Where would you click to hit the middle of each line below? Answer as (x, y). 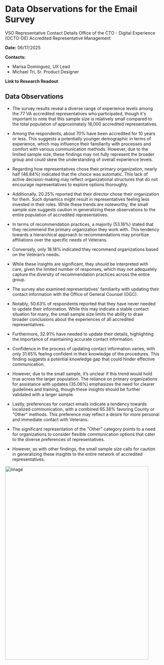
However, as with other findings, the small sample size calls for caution (84, 449)
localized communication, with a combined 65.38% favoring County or (83, 409)
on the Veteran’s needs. (36, 254)
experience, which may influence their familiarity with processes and (82, 144)
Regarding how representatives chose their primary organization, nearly (85, 169)
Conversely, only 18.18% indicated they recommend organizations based (85, 249)
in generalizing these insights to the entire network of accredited (77, 454)
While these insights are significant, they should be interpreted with (80, 264)
